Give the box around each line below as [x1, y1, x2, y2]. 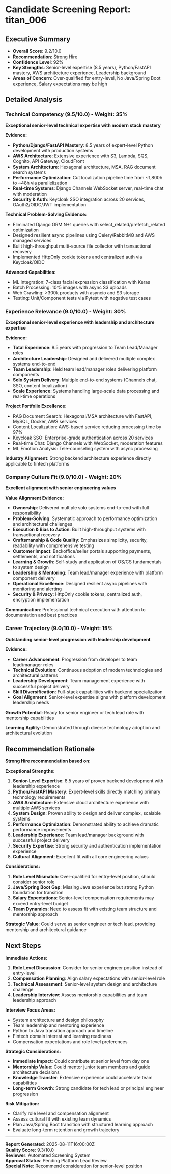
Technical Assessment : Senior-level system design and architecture [12, 981, 157, 987]
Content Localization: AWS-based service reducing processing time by [12, 424, 162, 430]
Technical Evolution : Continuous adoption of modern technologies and [12, 667, 162, 673]
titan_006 [5, 14, 47, 26]
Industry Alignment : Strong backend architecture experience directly [5, 455, 151, 461]
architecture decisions [12, 1069, 60, 1075]
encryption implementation [12, 597, 70, 603]
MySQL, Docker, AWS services [12, 418, 77, 424]
